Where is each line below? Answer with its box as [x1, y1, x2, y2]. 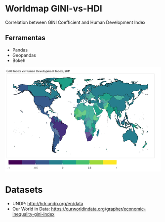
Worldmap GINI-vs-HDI [5, 3, 102, 14]
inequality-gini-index [12, 211, 55, 217]
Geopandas [12, 52, 36, 58]
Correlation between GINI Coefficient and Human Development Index [5, 19, 146, 25]
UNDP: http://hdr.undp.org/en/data [12, 200, 83, 206]
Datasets [5, 184, 43, 195]
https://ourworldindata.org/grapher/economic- [51, 206, 146, 212]
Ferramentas [5, 34, 45, 42]
